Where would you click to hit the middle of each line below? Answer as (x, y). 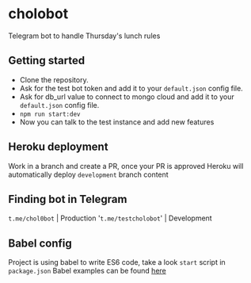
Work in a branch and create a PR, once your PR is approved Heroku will (126, 166)
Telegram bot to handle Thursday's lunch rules (84, 36)
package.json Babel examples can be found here (87, 271)
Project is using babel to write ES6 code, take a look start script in (117, 262)
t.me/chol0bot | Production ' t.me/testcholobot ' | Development (110, 218)
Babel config (40, 243)
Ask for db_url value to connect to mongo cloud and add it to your (127, 97)
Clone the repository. (54, 79)
